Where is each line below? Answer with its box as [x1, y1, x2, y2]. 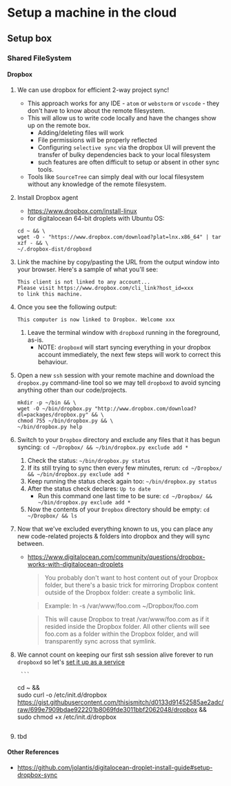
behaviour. [37, 358, 68, 366]
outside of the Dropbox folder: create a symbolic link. [44, 588, 196, 596]
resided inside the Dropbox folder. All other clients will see [44, 622, 210, 630]
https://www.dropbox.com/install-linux [27, 206, 137, 215]
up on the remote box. [27, 121, 91, 129]
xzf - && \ [17, 239, 49, 246]
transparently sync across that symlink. [44, 637, 157, 645]
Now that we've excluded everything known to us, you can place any [17, 524, 213, 533]
